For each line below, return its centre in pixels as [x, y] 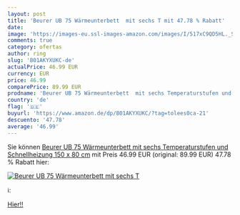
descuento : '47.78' [36, 120]
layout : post [27, 14]
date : [15, 27]
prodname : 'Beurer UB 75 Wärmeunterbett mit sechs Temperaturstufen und [120, 93]
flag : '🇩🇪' [25, 107]
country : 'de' [29, 100]
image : [17, 34]
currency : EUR [29, 73]
